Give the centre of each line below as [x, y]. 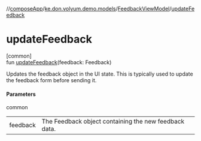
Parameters [21, 94]
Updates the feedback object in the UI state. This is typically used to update [100, 74]
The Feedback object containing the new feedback [113, 121]
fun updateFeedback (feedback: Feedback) [59, 62]
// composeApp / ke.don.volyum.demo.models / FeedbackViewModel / [89, 9]
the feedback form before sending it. [51, 80]
